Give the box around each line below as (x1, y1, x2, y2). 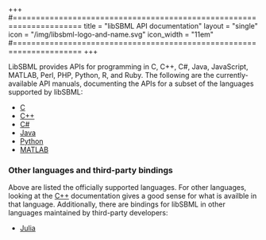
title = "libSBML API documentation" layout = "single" (83, 21, 258, 30)
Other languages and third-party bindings (8, 165, 173, 176)
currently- (215, 71, 249, 79)
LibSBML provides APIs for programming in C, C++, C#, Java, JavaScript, (8, 62, 249, 72)
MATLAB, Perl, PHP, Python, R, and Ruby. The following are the (8, 71, 214, 79)
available (8, 79, 38, 88)
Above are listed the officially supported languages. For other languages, (8, 183, 247, 192)
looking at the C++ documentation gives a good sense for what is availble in (8, 192, 257, 201)
